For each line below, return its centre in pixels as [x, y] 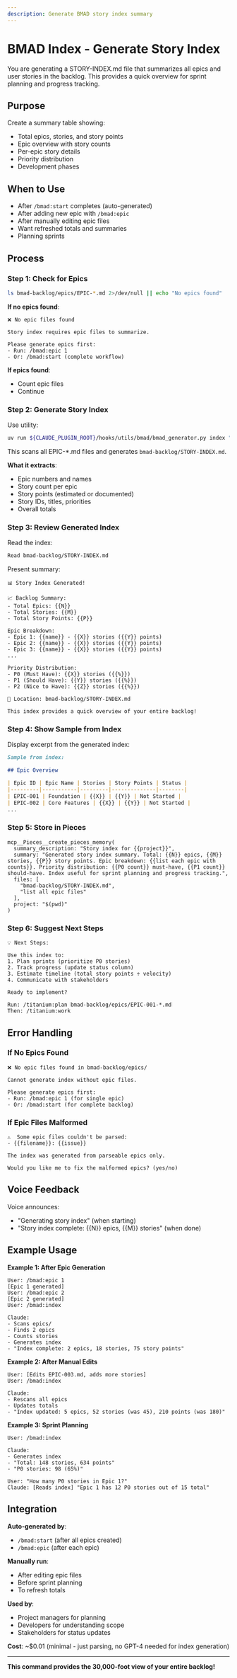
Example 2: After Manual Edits [53, 1362]
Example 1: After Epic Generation [56, 1267]
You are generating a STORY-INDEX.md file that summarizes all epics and [114, 69]
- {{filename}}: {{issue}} [47, 1143]
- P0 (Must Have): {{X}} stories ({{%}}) [69, 674]
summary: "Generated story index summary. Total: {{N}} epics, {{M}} [118, 855]
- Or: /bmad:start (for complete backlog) [71, 1105]
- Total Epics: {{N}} [39, 606]
